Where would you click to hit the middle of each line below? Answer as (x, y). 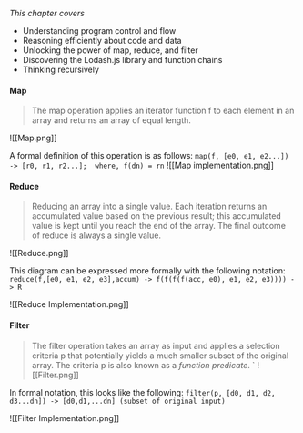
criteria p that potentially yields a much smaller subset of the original (160, 356)
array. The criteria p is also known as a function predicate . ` (143, 365)
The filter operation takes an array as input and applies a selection (156, 345)
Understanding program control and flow (99, 31)
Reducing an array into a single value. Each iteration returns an (149, 206)
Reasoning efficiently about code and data (102, 41)
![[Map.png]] (33, 138)
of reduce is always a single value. (96, 235)
